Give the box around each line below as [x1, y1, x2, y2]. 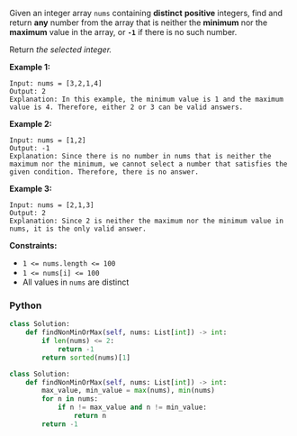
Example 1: [9, 62, 51, 72]
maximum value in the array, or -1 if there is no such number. [9, 27, 238, 37]
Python [9, 299, 42, 312]
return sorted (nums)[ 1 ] [41, 353, 130, 362]
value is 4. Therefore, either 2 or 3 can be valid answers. [9, 103, 244, 112]
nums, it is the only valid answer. [9, 224, 147, 233]
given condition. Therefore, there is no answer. [9, 168, 200, 177]
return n [73, 412, 106, 421]
